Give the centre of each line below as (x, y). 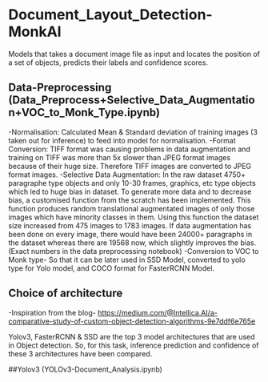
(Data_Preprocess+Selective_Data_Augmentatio (132, 101)
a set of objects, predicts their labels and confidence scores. (108, 62)
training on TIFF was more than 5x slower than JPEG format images (119, 157)
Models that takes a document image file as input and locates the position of (134, 54)
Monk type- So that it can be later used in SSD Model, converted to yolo (127, 259)
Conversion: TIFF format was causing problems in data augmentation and (129, 149)
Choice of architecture (66, 294)
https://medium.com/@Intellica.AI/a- (157, 312)
